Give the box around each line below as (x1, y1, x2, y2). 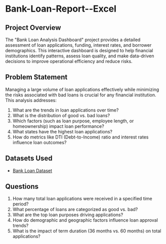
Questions (5, 182, 39, 191)
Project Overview (5, 23, 61, 32)
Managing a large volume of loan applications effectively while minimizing (5, 86, 159, 92)
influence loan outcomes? (12, 139, 67, 145)
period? (12, 201, 29, 207)
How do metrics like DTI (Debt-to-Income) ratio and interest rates (12, 134, 149, 140)
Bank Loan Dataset (12, 167, 52, 173)
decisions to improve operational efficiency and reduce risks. (5, 58, 133, 64)
